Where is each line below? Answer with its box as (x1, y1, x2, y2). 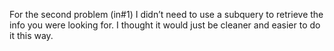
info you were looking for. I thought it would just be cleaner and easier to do (9, 19, 321, 31)
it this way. (9, 30, 54, 41)
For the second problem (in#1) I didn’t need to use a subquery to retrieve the (9, 9, 324, 20)
